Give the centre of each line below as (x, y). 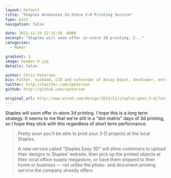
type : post (17, 19)
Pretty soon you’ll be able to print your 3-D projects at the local (84, 133)
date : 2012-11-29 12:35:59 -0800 (41, 33)
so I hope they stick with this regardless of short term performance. (76, 123)
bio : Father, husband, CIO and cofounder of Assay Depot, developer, (81, 80)
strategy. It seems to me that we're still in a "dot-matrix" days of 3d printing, (85, 118)
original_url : (20, 98)
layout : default (22, 10)
